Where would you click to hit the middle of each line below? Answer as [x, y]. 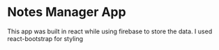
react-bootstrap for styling [45, 38]
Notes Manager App [67, 12]
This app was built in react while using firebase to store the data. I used [110, 31]
